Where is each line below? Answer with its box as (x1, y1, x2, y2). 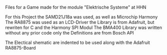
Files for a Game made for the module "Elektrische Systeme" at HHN (5, 4, 146, 10)
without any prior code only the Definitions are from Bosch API (5, 30, 134, 35)
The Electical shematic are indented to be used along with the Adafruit (5, 39, 150, 45)
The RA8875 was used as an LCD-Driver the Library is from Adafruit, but (5, 19, 154, 25)
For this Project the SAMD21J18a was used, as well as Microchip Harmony (5, 14, 158, 19)
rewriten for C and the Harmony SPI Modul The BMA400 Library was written (5, 24, 162, 30)
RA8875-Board (5, 45, 36, 50)
